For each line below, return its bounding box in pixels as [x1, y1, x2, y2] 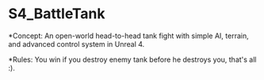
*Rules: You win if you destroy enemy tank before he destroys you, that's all [8, 55, 257, 64]
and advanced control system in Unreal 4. [8, 39, 145, 48]
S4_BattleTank [8, 5, 105, 23]
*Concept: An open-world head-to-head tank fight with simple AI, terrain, [8, 31, 249, 40]
